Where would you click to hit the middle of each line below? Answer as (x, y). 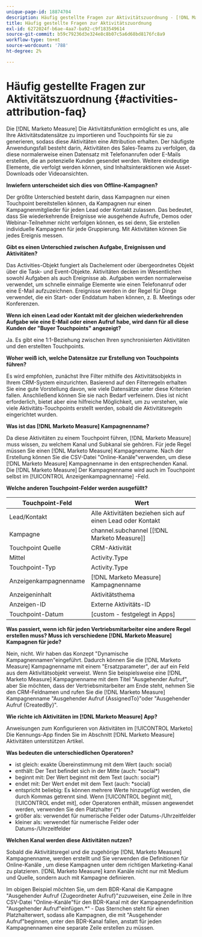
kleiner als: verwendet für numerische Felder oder (77, 822)
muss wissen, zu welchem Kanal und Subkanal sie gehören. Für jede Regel (99, 444)
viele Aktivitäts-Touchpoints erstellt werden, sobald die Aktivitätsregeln (94, 408)
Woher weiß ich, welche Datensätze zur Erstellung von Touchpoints (93, 358)
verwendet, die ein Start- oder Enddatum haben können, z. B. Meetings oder (101, 297)
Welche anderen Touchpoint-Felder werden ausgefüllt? (77, 488)
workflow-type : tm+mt (33, 40)
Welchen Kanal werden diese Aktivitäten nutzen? (69, 840)
